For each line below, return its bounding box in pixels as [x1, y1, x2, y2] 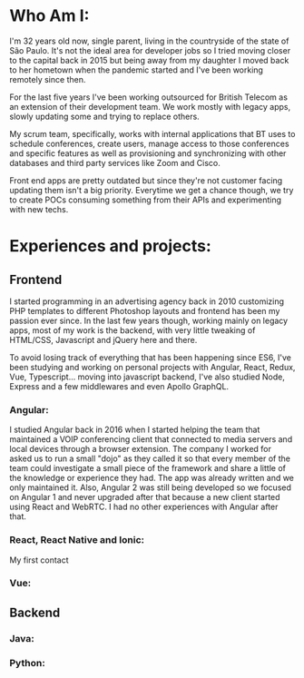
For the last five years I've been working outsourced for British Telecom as [9, 92, 289, 103]
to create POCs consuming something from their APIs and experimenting [9, 194, 282, 205]
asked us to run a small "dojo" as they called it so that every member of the [9, 453, 290, 464]
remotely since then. [9, 74, 86, 84]
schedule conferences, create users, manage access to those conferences [9, 138, 289, 149]
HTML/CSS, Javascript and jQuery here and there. [9, 334, 198, 345]
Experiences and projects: [9, 236, 211, 257]
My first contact [9, 555, 70, 565]
